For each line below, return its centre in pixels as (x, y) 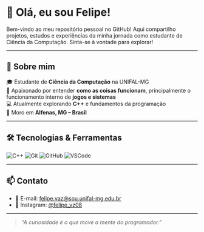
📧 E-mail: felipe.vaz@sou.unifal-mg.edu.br (68, 199)
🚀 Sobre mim (31, 67)
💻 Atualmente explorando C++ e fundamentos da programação (86, 104)
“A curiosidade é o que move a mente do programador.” (91, 222)
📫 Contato (27, 181)
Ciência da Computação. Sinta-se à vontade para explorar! (80, 42)
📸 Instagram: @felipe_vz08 (49, 205)
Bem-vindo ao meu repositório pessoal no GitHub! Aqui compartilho (91, 29)
